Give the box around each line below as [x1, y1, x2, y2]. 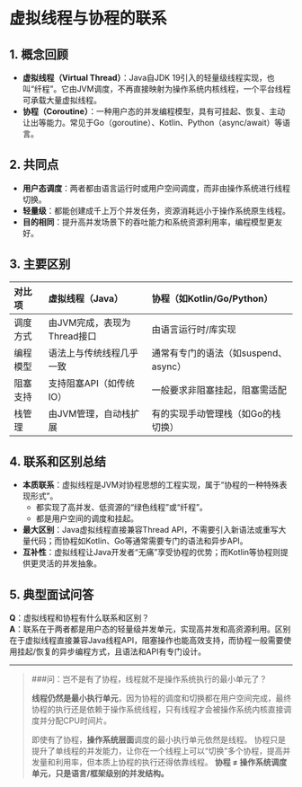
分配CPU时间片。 [47, 715, 112, 726]
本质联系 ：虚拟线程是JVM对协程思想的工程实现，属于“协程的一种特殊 [22, 480, 280, 491]
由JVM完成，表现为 [48, 316, 131, 329]
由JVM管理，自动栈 [48, 407, 131, 420]
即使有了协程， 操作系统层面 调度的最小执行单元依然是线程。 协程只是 [31, 734, 286, 746]
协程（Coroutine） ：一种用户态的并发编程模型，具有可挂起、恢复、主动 [22, 106, 286, 117]
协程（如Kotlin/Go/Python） [151, 292, 273, 305]
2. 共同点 [9, 157, 59, 172]
